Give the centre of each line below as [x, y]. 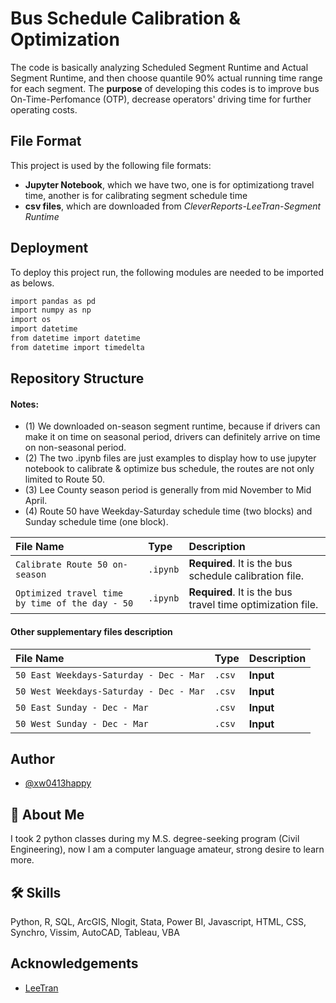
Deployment [49, 248]
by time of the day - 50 [74, 603]
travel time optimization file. [253, 605]
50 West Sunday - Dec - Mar [82, 723]
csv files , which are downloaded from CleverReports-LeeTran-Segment [173, 206]
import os [31, 320]
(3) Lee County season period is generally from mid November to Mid [168, 490]
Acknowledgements [74, 963]
